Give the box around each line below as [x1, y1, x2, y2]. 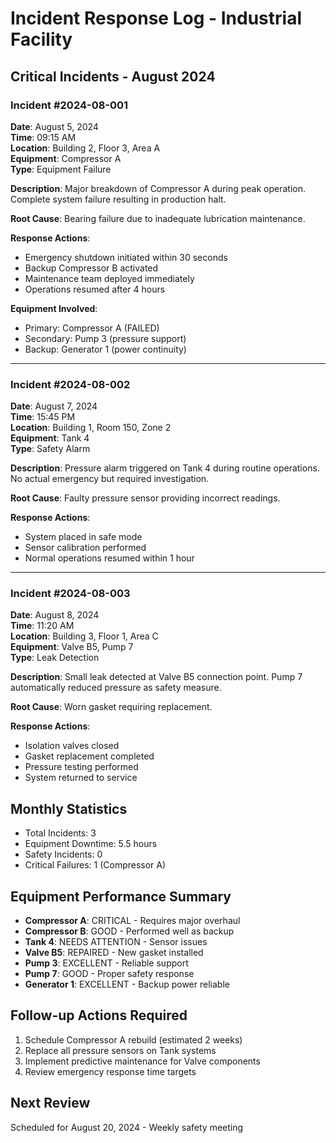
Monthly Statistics [10, 800, 128, 817]
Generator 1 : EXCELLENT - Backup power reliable [24, 978, 230, 991]
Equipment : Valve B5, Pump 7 [10, 641, 134, 653]
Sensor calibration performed [24, 542, 147, 554]
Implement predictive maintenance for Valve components [24, 1055, 261, 1067]
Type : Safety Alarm [10, 443, 91, 455]
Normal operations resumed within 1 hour [24, 552, 195, 564]
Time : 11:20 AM [10, 620, 75, 632]
